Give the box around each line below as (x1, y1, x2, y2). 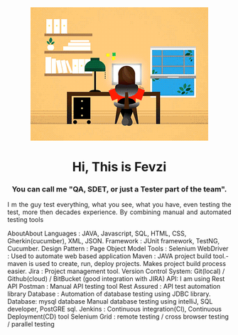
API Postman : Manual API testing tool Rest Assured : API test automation (7, 282, 221, 291)
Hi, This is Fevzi (72, 159, 167, 175)
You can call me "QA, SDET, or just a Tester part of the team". (11, 184, 227, 194)
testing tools (7, 216, 44, 224)
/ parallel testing (7, 320, 55, 329)
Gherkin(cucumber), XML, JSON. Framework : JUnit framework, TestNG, (7, 237, 220, 245)
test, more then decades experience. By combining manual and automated (7, 208, 232, 216)
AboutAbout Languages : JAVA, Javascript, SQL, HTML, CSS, (7, 229, 187, 238)
